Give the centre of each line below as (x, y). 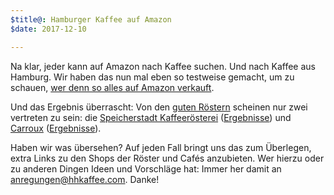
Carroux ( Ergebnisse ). (56, 128)
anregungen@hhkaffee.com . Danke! (85, 179)
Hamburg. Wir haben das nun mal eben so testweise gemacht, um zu (152, 77)
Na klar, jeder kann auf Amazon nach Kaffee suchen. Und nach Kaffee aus (163, 66)
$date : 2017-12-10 (48, 29)
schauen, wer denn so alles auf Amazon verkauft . (112, 87)
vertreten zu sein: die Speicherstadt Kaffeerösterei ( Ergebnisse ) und (151, 117)
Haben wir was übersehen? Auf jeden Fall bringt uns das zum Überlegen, (161, 147)
